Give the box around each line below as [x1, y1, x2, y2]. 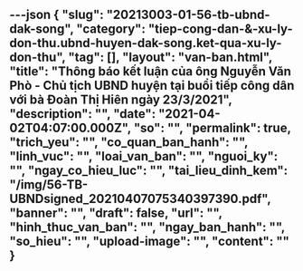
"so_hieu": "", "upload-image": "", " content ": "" [9, 234, 289, 249]
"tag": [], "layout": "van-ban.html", [67, 50, 273, 65]
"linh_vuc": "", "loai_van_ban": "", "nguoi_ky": [9, 149, 279, 164]
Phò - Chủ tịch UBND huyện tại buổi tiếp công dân [9, 78, 295, 93]
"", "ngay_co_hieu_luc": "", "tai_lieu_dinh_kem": [9, 163, 289, 179]
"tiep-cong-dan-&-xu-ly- [147, 22, 293, 37]
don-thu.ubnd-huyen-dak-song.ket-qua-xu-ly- [9, 35, 282, 51]
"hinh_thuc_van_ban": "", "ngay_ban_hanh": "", [9, 219, 285, 235]
